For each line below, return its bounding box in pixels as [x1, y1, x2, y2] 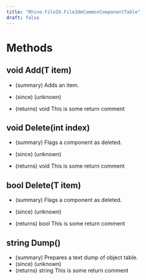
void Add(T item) [6, 65, 72, 76]
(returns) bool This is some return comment [15, 220, 125, 228]
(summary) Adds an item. [15, 81, 79, 88]
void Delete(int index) [6, 123, 90, 133]
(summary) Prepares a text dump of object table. [15, 254, 138, 261]
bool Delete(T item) [6, 180, 81, 190]
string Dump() [6, 237, 61, 248]
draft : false [6, 15, 40, 21]
